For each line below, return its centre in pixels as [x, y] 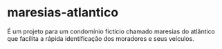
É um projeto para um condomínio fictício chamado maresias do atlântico [111, 31]
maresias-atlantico [63, 13]
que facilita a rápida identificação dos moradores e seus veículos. [101, 38]
